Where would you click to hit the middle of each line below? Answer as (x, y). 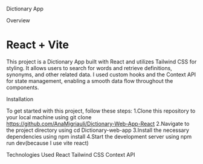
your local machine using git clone (49, 117)
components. (23, 87)
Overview (18, 20)
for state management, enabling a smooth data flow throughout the (90, 80)
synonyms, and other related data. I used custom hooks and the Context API (101, 74)
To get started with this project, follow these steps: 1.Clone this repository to (101, 111)
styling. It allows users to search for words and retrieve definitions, (89, 68)
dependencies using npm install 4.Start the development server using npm (99, 136)
